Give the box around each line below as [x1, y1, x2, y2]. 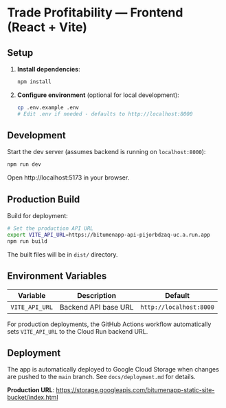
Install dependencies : [16, 65, 80, 73]
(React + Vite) [7, 19, 88, 35]
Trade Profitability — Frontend [7, 5, 183, 21]
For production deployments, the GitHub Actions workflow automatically [7, 320, 212, 328]
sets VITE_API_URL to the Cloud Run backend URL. [7, 327, 148, 335]
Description [77, 290, 117, 300]
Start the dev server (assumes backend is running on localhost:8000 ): [7, 148, 206, 156]
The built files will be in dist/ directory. [7, 250, 118, 259]
